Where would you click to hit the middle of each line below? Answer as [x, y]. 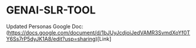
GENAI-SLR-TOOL [51, 10]
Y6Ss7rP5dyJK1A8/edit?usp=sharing [51, 39]
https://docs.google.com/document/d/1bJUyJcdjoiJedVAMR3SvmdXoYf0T [99, 32]
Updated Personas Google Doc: [45, 26]
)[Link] [103, 39]
